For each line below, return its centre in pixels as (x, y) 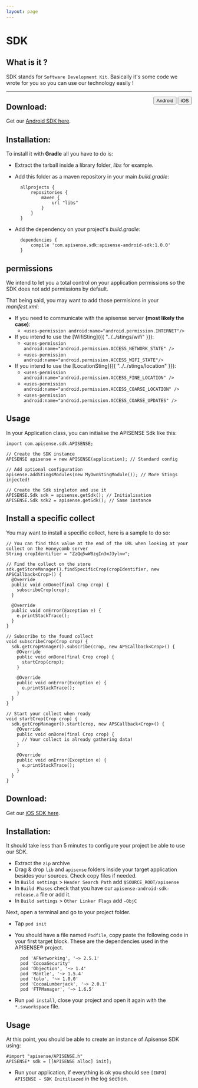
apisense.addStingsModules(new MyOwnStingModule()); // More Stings (92, 474)
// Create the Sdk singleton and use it (57, 490)
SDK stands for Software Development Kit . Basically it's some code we (92, 77)
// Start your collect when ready (49, 714)
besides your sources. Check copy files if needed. (76, 876)
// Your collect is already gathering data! (77, 739)
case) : (22, 324)
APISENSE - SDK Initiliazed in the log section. (71, 1079)
